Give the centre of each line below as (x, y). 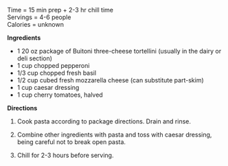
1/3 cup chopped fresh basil (57, 73)
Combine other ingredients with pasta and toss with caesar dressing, (114, 134)
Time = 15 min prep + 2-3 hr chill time (60, 10)
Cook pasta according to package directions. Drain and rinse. (104, 121)
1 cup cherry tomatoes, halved (60, 95)
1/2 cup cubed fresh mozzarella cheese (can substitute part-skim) (110, 80)
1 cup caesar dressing (48, 87)
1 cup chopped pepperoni (53, 66)
